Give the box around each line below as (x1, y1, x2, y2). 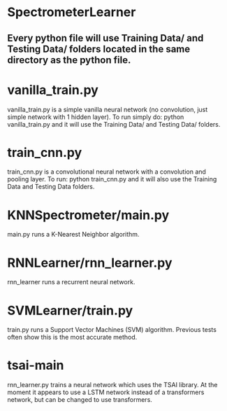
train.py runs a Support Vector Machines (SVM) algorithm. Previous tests (7, 326, 217, 334)
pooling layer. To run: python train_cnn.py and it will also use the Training (7, 175, 217, 183)
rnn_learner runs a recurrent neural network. (7, 278, 136, 286)
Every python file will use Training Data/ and (7, 32, 204, 44)
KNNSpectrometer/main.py (7, 207, 170, 223)
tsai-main (7, 358, 64, 373)
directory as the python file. (7, 54, 131, 66)
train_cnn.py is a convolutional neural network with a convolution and (7, 167, 206, 176)
